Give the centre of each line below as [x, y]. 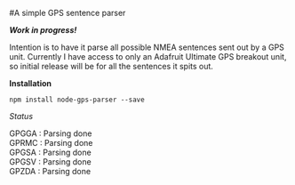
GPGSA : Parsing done [50, 152]
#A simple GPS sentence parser [68, 13]
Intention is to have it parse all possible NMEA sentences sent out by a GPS [147, 47]
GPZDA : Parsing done [50, 171]
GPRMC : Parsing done [51, 143]
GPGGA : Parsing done [51, 133]
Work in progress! [43, 30]
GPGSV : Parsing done [50, 162]
